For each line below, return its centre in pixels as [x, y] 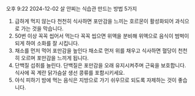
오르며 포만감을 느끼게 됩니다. [55, 58]
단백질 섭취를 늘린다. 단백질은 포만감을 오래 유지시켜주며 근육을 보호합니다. [100, 65]
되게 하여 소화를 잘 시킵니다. [47, 43]
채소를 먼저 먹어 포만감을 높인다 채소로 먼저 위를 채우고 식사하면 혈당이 [95, 51]
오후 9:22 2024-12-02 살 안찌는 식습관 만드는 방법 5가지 [72, 9]
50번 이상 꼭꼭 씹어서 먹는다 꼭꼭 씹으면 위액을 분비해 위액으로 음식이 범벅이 [102, 36]
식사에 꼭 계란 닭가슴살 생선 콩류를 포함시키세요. [70, 73]
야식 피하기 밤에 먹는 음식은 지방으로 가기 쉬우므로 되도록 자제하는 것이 [95, 80]
